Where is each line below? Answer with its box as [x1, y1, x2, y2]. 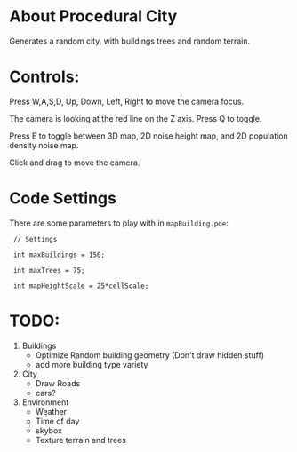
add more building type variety [35, 359, 148, 369]
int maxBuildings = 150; [12, 250, 105, 259]
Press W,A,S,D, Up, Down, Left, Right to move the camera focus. [9, 96, 245, 107]
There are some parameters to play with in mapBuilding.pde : [9, 218, 229, 228]
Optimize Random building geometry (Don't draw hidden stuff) [35, 349, 265, 361]
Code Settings [9, 188, 117, 209]
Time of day [35, 416, 80, 426]
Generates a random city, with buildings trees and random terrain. [9, 36, 251, 46]
